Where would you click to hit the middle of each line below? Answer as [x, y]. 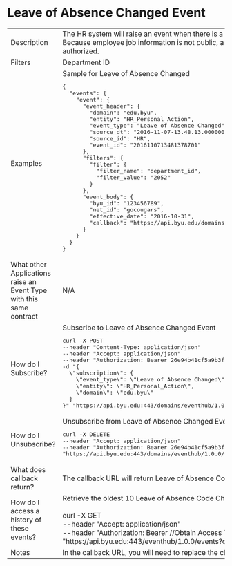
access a [25, 511]
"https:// [76, 541]
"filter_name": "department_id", [149, 171]
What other [29, 264]
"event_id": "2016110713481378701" [145, 145]
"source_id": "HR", [120, 139]
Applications [31, 273]
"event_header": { [112, 106]
